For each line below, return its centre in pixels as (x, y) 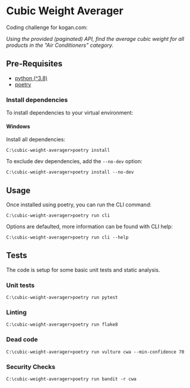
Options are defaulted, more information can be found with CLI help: (90, 227)
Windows (18, 126)
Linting (16, 313)
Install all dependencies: (36, 139)
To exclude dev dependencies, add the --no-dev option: (74, 161)
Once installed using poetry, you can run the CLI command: (79, 205)
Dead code (22, 339)
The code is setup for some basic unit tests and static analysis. (83, 270)
